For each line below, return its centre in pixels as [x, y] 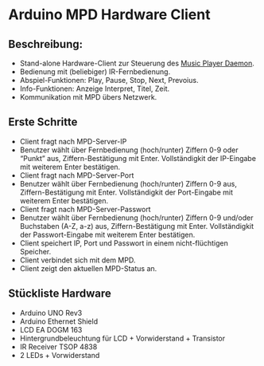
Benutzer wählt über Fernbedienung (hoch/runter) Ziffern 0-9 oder [129, 150]
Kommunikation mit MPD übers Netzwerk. [88, 97]
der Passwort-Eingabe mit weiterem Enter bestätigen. [107, 234]
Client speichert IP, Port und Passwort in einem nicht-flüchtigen [124, 243]
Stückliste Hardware [60, 294]
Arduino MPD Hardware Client [109, 15]
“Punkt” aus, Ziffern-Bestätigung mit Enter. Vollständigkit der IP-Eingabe [138, 158]
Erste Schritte [43, 122]
